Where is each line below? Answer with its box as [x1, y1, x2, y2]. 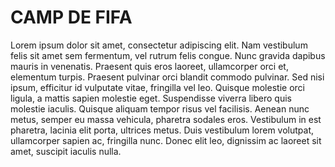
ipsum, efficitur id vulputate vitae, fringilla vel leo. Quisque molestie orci [10, 81, 305, 93]
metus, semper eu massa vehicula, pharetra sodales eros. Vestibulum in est [10, 113, 322, 125]
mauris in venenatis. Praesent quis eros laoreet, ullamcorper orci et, [10, 60, 289, 72]
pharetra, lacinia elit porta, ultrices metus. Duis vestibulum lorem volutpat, [10, 124, 315, 136]
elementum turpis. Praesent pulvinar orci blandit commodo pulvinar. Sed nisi [10, 71, 325, 83]
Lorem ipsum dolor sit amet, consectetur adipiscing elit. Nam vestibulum [10, 39, 308, 51]
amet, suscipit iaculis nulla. [10, 145, 122, 157]
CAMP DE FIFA [10, 6, 133, 29]
